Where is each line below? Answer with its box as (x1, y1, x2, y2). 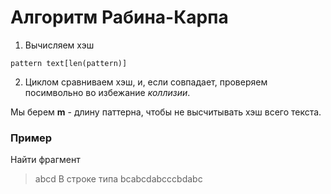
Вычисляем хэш (24, 39, 95, 51)
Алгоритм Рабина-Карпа (10, 6, 229, 29)
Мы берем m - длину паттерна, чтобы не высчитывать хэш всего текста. (10, 106, 322, 118)
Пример (10, 131, 53, 145)
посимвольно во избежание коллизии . (24, 86, 191, 98)
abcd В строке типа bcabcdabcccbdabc (34, 173, 203, 185)
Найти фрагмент (10, 154, 81, 166)
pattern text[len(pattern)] (10, 58, 128, 68)
